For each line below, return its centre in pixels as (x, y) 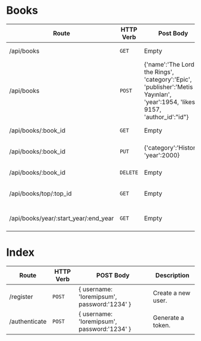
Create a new (172, 293)
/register (21, 297)
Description (172, 275)
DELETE (129, 172)
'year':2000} (162, 155)
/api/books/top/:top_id (40, 193)
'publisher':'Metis (168, 86)
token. (162, 325)
